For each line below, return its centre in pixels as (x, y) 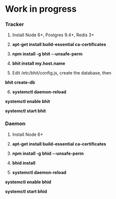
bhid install (24, 163)
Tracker (15, 25)
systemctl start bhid (26, 191)
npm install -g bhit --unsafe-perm (47, 54)
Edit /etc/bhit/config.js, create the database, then (62, 73)
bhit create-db (20, 82)
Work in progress (41, 9)
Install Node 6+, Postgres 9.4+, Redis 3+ (53, 35)
